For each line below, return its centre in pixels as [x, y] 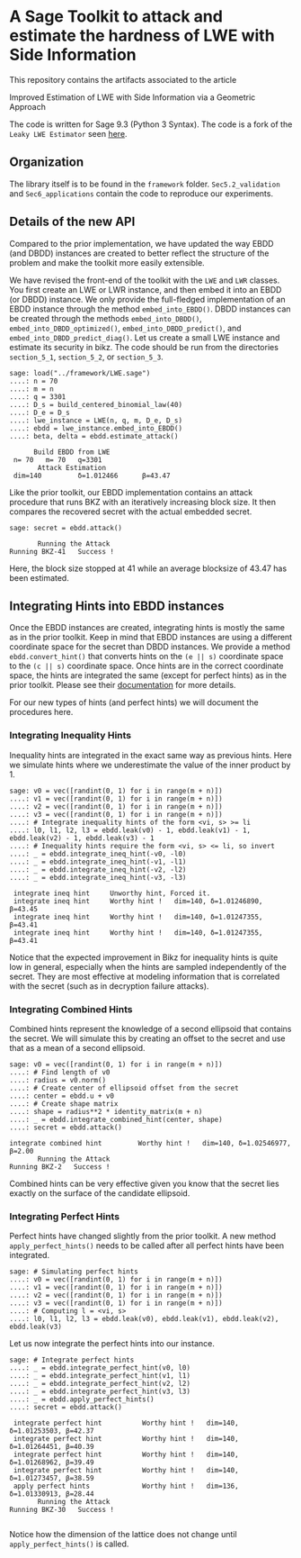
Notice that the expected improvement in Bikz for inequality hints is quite [144, 957]
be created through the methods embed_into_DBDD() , [106, 318]
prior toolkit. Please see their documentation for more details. [123, 685]
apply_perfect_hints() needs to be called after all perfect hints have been [147, 1245]
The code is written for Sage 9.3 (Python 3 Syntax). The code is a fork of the [151, 124]
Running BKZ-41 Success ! [62, 551]
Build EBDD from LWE [71, 452]
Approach [28, 106]
